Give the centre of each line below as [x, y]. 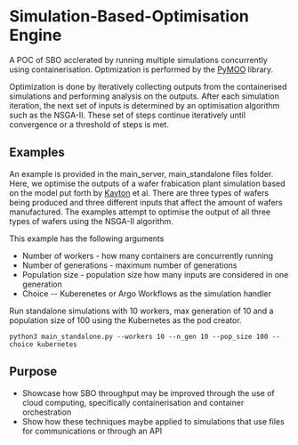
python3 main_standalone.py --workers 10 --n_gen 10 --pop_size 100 [139, 336]
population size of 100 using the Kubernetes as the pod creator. [125, 320]
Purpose [33, 372]
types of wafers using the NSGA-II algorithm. [91, 221]
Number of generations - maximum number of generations [129, 265]
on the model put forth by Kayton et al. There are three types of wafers [139, 192]
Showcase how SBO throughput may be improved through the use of [149, 392]
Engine [36, 35]
